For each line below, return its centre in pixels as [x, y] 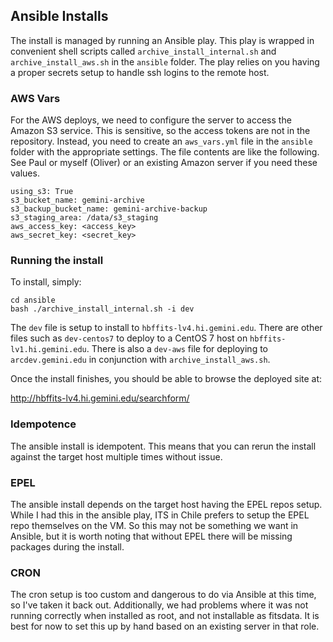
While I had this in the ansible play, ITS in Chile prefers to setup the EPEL [160, 515]
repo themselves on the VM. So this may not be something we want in [154, 525]
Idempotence [43, 424]
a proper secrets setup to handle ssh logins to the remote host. [140, 72]
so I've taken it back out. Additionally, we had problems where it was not [159, 605]
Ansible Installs [59, 16]
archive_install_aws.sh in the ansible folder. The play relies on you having [165, 61]
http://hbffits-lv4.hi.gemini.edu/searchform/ [100, 398]
